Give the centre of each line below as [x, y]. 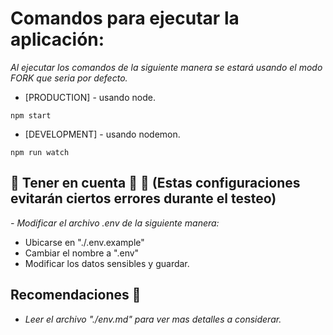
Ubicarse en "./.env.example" [84, 242]
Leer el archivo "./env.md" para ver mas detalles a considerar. [153, 319]
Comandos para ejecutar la [125, 18]
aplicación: [57, 39]
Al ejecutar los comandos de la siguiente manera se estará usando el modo [166, 67]
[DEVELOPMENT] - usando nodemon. [102, 134]
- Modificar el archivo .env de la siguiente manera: [115, 223]
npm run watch [40, 152]
